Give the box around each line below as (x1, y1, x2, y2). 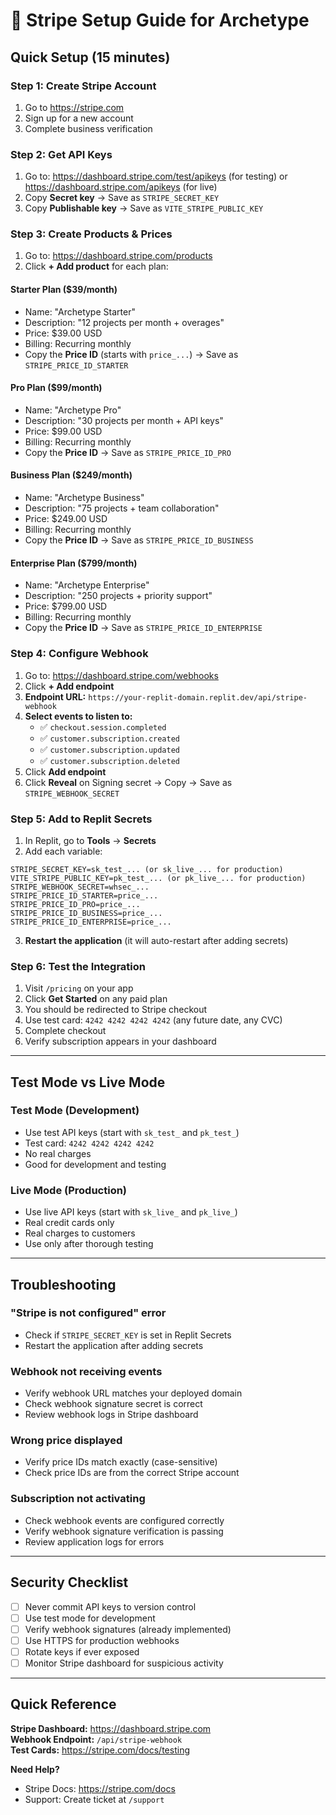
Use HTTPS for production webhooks (24, 1634, 180, 1646)
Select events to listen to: (24, 710, 133, 722)
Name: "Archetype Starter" (24, 305, 136, 318)
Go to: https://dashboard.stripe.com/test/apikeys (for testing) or (24, 170, 288, 183)
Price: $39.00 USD (24, 327, 103, 339)
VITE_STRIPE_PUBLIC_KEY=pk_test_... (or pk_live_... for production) (10, 873, 307, 883)
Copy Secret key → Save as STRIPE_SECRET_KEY (24, 192, 220, 204)
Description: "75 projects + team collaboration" (24, 502, 220, 514)
